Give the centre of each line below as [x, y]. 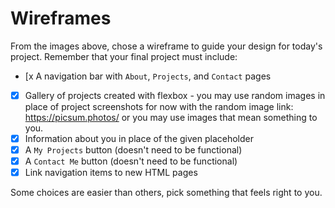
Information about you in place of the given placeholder [139, 138]
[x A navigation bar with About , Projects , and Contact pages [148, 76]
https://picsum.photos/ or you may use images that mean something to [171, 117]
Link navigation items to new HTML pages [111, 173]
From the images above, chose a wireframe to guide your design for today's [166, 46]
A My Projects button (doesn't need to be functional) [133, 150]
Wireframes [61, 18]
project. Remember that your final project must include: [124, 56]
